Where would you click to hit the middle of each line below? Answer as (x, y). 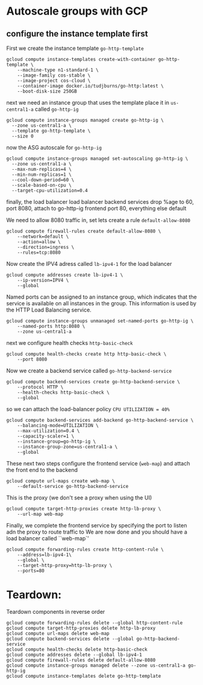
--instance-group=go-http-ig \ (57, 442)
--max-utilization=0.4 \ (48, 431)
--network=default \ (43, 237)
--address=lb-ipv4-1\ (44, 555)
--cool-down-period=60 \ (43, 180)
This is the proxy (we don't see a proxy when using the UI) (79, 498)
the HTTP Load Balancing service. (49, 310)
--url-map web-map (40, 514)
